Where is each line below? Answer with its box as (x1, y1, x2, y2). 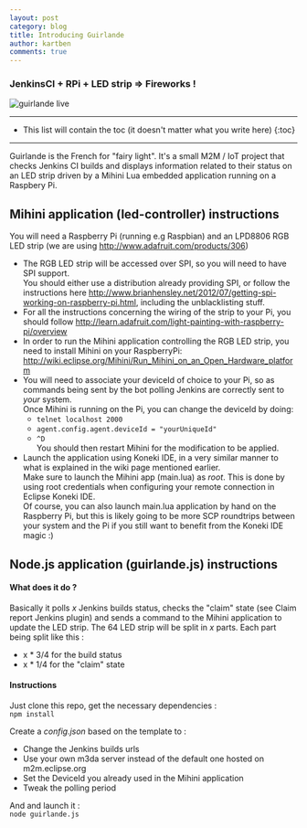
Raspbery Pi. (9, 180, 58, 191)
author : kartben (9, 38, 71, 48)
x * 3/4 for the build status (22, 649, 122, 660)
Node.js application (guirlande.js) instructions (9, 557, 279, 572)
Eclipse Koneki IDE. (22, 491, 96, 503)
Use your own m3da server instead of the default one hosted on (22, 753, 265, 764)
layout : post (9, 13, 59, 23)
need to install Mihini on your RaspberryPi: (22, 345, 183, 356)
